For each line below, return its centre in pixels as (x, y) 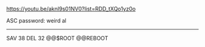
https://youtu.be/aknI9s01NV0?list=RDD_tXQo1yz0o (71, 9)
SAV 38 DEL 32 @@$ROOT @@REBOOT (57, 38)
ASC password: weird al (36, 20)
